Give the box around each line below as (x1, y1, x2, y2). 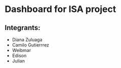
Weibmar (12, 47, 31, 53)
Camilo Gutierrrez (12, 42, 49, 48)
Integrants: (5, 23, 41, 32)
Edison (12, 52, 27, 58)
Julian (12, 58, 25, 63)
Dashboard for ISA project (5, 3, 116, 15)
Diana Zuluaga (12, 36, 43, 42)
